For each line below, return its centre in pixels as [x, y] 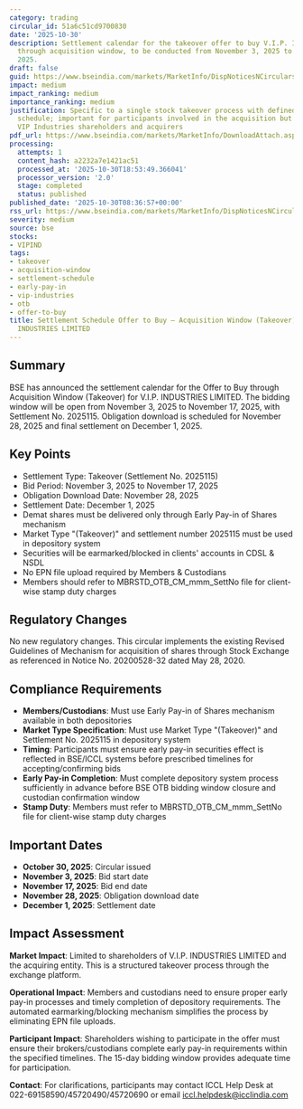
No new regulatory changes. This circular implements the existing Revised [147, 641]
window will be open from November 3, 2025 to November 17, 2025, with [145, 406]
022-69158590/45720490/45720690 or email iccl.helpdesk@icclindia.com [149, 1095]
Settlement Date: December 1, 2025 [88, 505]
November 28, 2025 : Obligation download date [111, 896]
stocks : [24, 236]
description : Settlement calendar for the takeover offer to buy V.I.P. [149, 43]
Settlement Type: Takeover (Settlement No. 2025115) [120, 476]
